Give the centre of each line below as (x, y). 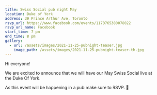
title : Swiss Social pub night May (41, 9)
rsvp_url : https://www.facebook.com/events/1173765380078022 (68, 23)
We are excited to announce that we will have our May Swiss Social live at (79, 73)
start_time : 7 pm (23, 32)
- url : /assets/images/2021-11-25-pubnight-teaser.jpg (66, 45)
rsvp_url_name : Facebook (30, 27)
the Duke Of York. (23, 78)
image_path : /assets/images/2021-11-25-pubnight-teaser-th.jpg (79, 50)
